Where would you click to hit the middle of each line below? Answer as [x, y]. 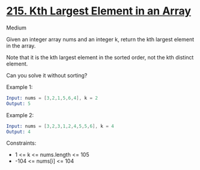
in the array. [21, 46]
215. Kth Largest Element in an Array [98, 11]
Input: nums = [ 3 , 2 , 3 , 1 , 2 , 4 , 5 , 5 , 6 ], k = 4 [60, 126]
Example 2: [20, 115]
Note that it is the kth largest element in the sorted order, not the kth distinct [100, 57]
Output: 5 [19, 103]
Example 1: [20, 87]
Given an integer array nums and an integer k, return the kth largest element [100, 39]
